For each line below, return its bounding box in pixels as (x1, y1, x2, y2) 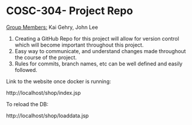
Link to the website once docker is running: (6, 78, 111, 85)
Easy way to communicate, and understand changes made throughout (14, 47, 186, 54)
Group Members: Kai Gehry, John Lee (6, 24, 99, 31)
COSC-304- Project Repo (6, 4, 134, 18)
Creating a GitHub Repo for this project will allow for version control (14, 35, 179, 42)
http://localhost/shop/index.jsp (6, 89, 81, 96)
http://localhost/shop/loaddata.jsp (6, 112, 89, 119)
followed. (14, 66, 37, 73)
